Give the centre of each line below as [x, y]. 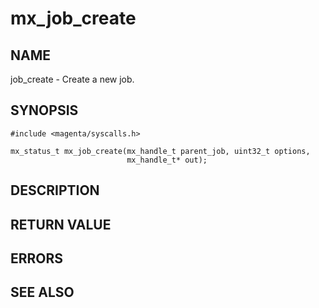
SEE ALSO [42, 292]
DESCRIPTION [55, 190]
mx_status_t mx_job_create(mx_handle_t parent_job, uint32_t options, [160, 151]
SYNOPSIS [44, 110]
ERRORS [37, 258]
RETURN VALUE [61, 224]
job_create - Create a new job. [72, 79]
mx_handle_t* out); [167, 160]
